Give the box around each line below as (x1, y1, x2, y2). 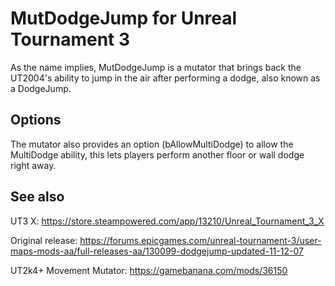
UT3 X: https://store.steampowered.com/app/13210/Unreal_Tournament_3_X (10, 215, 325, 227)
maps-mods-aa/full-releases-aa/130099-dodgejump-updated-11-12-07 (10, 245, 304, 257)
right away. (10, 159, 57, 171)
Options (10, 112, 62, 129)
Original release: (10, 234, 78, 246)
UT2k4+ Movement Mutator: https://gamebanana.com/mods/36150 (10, 264, 288, 276)
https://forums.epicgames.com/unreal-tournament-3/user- (79, 234, 322, 246)
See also (10, 188, 65, 206)
